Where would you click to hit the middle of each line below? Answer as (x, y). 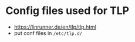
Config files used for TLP (67, 11)
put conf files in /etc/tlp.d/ (48, 33)
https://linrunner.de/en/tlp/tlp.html (55, 27)
